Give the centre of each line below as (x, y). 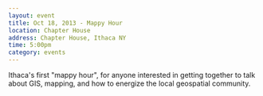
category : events (37, 52)
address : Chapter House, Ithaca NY (67, 38)
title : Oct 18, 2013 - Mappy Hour (66, 23)
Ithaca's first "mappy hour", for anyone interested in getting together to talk (132, 75)
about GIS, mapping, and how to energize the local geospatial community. (130, 83)
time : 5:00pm (30, 45)
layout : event (32, 15)
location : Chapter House (49, 30)
